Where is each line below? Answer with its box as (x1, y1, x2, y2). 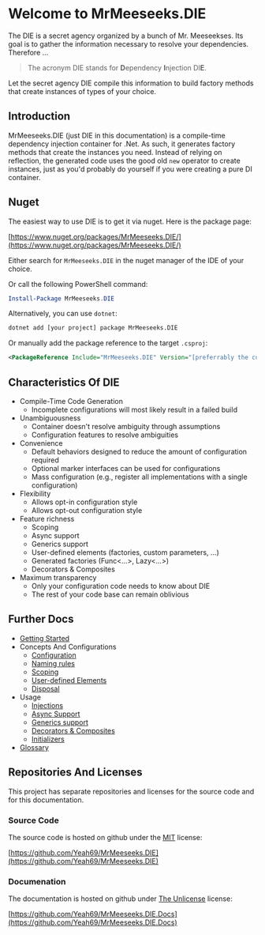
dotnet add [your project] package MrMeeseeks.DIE (8, 324, 178, 332)
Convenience (19, 439, 63, 447)
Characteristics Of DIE (8, 375, 120, 389)
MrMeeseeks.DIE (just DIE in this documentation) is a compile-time (8, 130, 226, 140)
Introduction (8, 110, 71, 123)
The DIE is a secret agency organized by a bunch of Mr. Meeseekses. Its (8, 31, 244, 40)
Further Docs (8, 613, 74, 626)
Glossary (19, 742, 50, 752)
